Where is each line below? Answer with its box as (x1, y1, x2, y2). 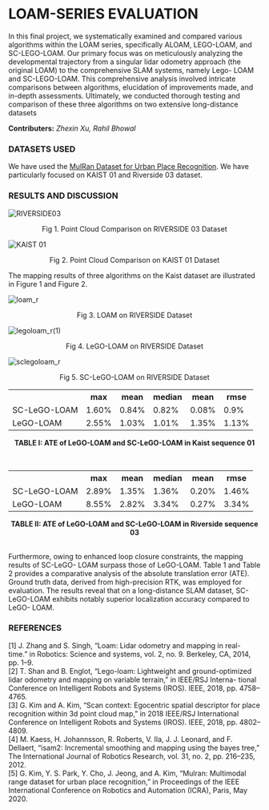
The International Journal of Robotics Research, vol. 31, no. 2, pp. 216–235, (8, 751, 255, 761)
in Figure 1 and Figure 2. (8, 279, 88, 288)
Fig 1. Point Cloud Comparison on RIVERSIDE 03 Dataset (41, 224, 227, 233)
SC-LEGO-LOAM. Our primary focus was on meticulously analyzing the (8, 48, 243, 58)
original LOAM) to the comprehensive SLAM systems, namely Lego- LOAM (8, 65, 255, 75)
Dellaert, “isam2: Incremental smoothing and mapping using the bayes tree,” (8, 743, 260, 752)
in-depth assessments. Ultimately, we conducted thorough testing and (8, 91, 240, 100)
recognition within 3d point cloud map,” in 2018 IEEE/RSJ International (8, 708, 239, 718)
